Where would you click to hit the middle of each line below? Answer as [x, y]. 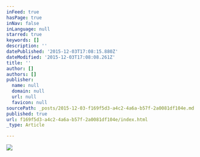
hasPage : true [24, 18]
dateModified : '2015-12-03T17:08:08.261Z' [61, 57]
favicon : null [29, 102]
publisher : [20, 80]
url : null [24, 97]
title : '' [19, 63]
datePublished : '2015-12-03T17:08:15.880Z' [62, 52]
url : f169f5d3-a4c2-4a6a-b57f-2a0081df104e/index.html [77, 119]
